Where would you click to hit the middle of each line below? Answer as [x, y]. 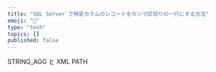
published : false [33, 41]
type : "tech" [27, 27]
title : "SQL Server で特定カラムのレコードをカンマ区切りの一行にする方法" [108, 14]
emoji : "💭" [24, 21]
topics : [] [24, 34]
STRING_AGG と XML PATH [47, 62]
